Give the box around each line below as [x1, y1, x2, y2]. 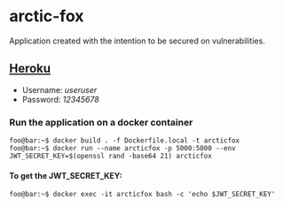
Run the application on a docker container [9, 116, 193, 128]
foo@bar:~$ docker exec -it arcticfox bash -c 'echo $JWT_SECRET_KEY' [9, 190, 276, 199]
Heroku [9, 61, 51, 76]
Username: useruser [21, 84, 98, 95]
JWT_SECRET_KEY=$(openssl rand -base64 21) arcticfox [9, 152, 213, 161]
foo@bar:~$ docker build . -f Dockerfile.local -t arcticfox [9, 136, 240, 145]
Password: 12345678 [21, 94, 99, 104]
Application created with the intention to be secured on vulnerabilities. [9, 35, 266, 46]
